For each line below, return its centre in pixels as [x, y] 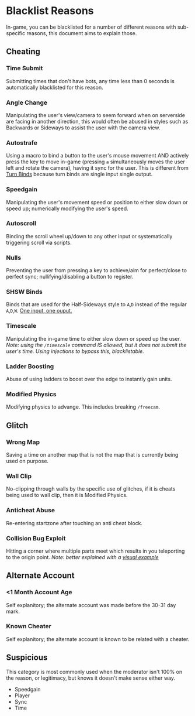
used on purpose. [27, 461]
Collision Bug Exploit [36, 538]
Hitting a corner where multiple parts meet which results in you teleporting [95, 551]
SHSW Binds [24, 292]
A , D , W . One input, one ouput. [39, 311]
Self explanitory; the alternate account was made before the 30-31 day [91, 605]
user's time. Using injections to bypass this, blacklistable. [75, 351]
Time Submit [25, 68]
